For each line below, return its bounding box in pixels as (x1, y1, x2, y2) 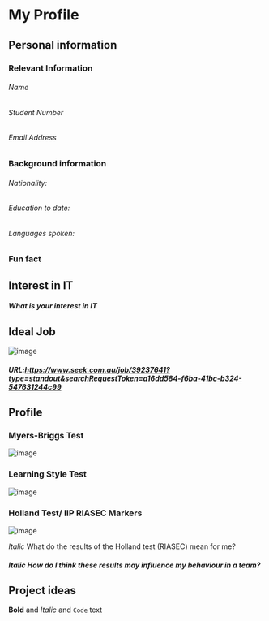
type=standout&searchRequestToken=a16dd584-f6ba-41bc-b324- (8, 373, 242, 383)
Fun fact (8, 253, 42, 265)
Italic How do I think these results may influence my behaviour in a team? (8, 560, 261, 570)
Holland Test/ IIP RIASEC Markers (8, 507, 143, 519)
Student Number (8, 107, 64, 117)
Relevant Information (8, 63, 93, 74)
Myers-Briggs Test (8, 430, 84, 442)
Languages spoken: (8, 228, 75, 238)
